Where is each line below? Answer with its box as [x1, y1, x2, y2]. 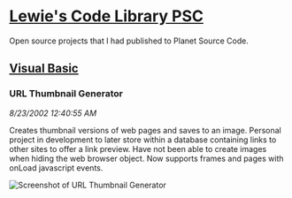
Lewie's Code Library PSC [9, 6, 204, 27]
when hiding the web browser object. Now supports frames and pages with [9, 153, 285, 164]
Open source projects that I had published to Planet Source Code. [9, 35, 250, 46]
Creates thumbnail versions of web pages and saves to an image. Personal [9, 125, 281, 135]
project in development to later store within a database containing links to [9, 134, 277, 145]
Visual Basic [9, 61, 79, 76]
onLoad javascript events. [9, 162, 104, 173]
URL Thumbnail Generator [9, 88, 124, 100]
